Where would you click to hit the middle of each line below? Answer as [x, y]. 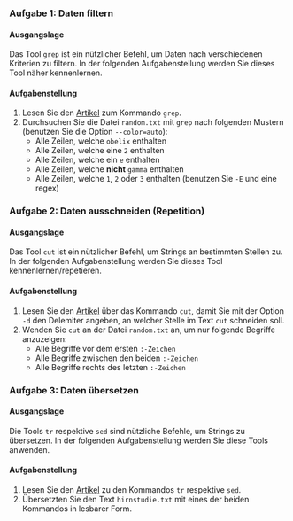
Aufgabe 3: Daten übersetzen [74, 390]
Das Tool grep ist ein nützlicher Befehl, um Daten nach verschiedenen [136, 54]
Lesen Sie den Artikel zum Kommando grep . [101, 113]
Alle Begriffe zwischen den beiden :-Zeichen [117, 358]
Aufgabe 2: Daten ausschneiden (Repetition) [107, 211]
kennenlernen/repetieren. [55, 271]
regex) [47, 188]
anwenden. [30, 449]
